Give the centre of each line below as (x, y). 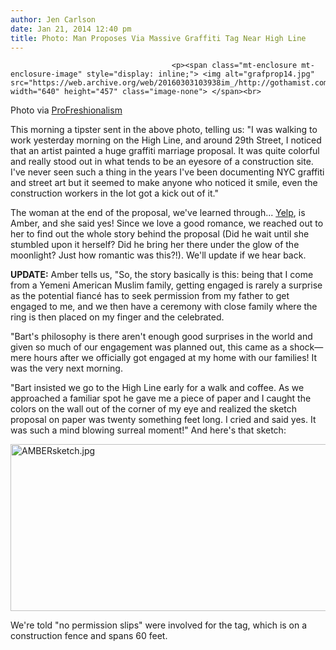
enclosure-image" (46, 74)
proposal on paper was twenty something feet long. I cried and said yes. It (163, 420)
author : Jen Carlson (53, 19)
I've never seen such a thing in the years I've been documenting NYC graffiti (167, 172)
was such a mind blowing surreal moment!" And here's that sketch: (148, 430)
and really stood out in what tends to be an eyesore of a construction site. (162, 162)
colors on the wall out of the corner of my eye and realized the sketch (153, 409)
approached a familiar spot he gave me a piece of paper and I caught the (161, 398)
